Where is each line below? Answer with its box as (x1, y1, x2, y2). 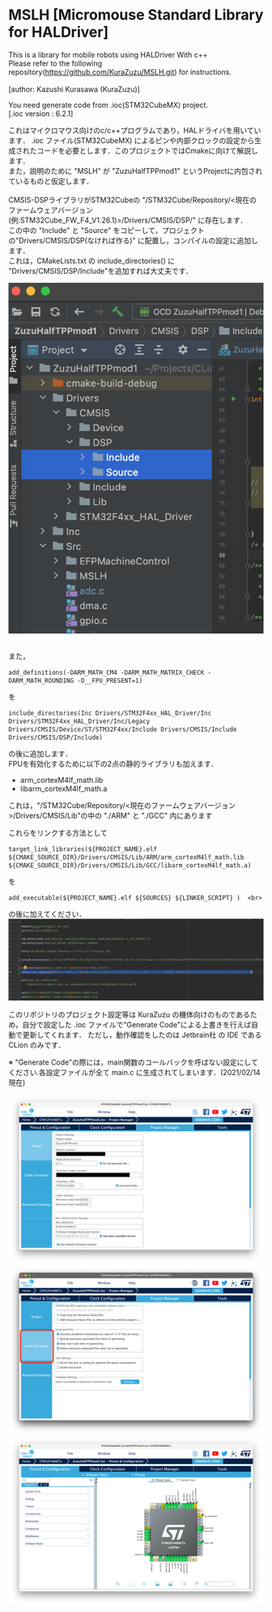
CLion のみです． (8, 1039, 66, 1049)
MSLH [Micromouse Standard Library (8, 6, 264, 24)
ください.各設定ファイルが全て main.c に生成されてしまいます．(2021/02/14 (8, 1067, 261, 1077)
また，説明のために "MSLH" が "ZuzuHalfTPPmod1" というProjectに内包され (8, 166, 263, 175)
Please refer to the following (8, 58, 103, 68)
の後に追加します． (8, 749, 73, 758)
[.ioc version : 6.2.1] (8, 108, 74, 119)
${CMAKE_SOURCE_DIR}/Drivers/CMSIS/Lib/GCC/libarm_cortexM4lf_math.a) (8, 861, 252, 870)
